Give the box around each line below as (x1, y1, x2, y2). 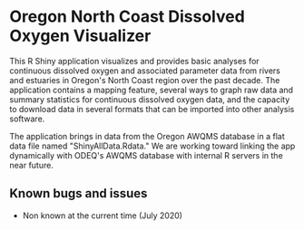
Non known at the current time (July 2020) (22, 210, 183, 221)
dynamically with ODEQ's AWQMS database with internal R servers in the (9, 149, 283, 160)
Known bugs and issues (9, 186, 148, 201)
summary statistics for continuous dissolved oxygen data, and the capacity (9, 93, 290, 105)
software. (9, 113, 45, 124)
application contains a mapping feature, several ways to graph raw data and (9, 84, 293, 95)
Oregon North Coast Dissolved (9, 6, 245, 27)
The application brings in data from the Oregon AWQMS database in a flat (9, 130, 286, 141)
